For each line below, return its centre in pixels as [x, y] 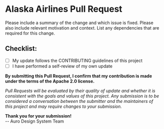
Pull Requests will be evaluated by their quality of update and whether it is [80, 91]
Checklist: [21, 48]
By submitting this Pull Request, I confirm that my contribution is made [79, 76]
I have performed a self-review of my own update [62, 66]
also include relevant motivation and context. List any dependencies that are [82, 28]
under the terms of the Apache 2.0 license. [50, 81]
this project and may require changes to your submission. [64, 106]
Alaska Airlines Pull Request [64, 9]
